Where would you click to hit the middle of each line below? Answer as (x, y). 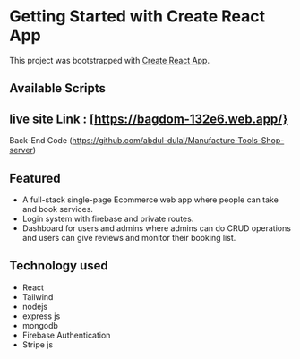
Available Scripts (57, 88)
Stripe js (38, 344)
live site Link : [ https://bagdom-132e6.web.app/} (149, 119)
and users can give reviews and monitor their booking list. (129, 237)
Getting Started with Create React (137, 17)
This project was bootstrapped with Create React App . (110, 60)
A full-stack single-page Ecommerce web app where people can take (150, 200)
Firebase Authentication (66, 335)
